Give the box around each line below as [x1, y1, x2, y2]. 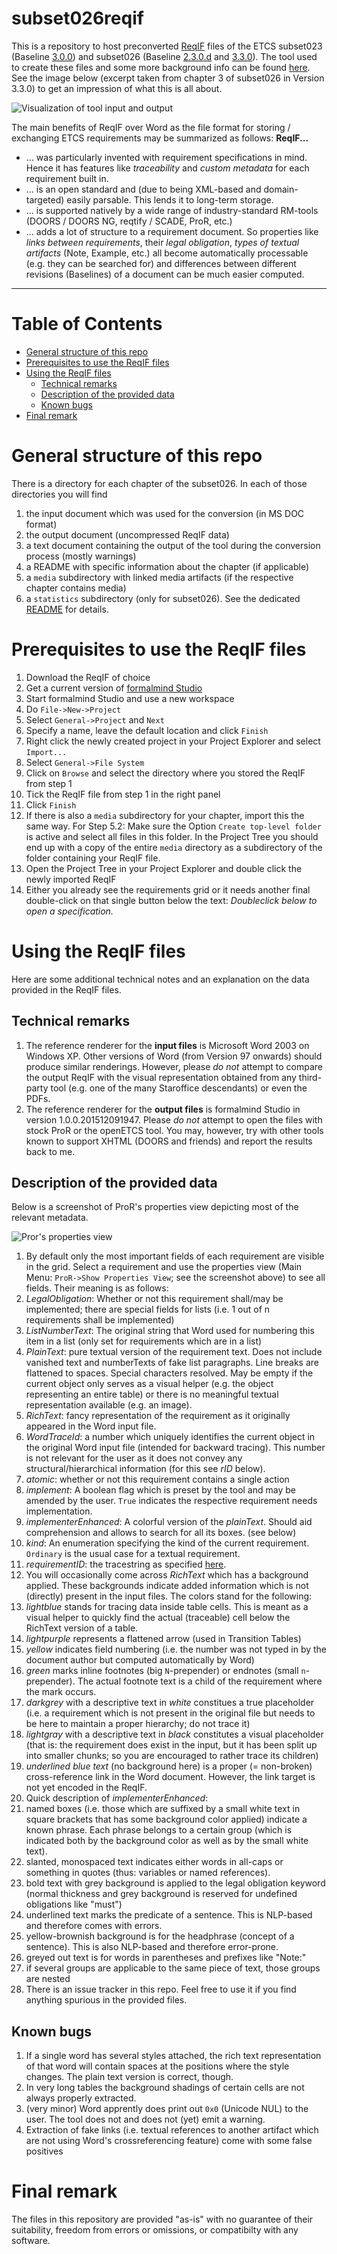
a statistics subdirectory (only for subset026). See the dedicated [25, 592, 301, 604]
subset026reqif [11, 7, 144, 30]
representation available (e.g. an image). [25, 1399, 193, 1411]
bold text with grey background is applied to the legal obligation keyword [25, 1877, 326, 1889]
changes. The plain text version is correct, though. [25, 2071, 234, 2083]
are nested [25, 1973, 71, 1985]
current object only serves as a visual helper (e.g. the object [25, 1378, 274, 1390]
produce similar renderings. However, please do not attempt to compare [25, 1060, 323, 1072]
